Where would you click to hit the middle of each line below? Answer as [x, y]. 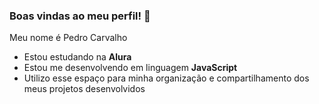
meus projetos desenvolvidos [84, 89]
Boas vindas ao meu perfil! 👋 [80, 16]
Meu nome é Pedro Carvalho [68, 38]
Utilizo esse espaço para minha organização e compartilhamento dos [166, 78]
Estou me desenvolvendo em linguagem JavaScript [130, 68]
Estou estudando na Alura [77, 57]
